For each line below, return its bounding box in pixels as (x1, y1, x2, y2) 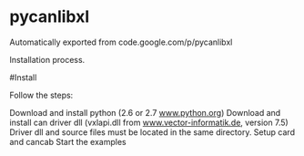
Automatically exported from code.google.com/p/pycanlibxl (9, 36, 233, 47)
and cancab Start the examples (9, 136, 127, 147)
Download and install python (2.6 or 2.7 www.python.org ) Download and (9, 107, 281, 118)
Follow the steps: (9, 89, 74, 100)
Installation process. (9, 54, 86, 65)
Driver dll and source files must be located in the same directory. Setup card (9, 126, 296, 138)
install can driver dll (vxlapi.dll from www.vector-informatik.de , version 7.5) (9, 117, 289, 128)
